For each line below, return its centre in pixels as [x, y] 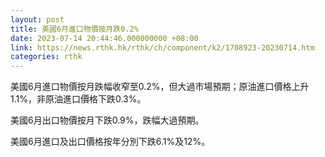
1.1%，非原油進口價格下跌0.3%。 [78, 99]
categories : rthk [46, 57]
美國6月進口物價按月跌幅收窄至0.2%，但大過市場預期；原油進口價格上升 [160, 87]
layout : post [37, 19]
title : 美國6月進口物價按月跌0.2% [74, 29]
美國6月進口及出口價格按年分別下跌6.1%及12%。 [110, 142]
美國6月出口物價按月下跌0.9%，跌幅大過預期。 [107, 120]
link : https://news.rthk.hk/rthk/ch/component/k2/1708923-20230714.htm [162, 47]
